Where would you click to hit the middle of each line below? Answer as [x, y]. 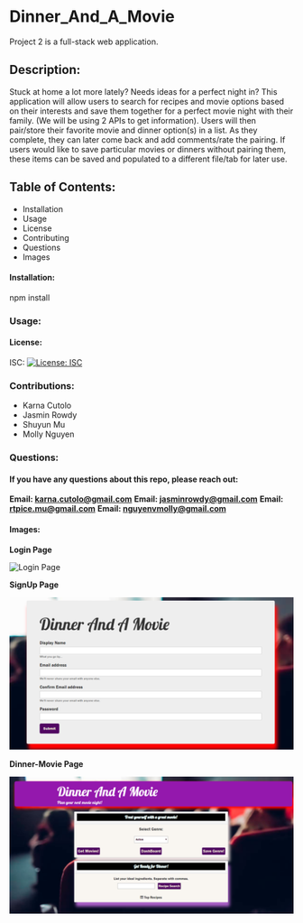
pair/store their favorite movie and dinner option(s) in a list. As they [133, 130]
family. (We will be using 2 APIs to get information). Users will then [133, 120]
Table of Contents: [63, 187]
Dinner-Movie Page [46, 764]
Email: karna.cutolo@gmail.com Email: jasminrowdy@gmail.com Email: [147, 499]
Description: [45, 70]
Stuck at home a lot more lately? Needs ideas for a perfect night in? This [143, 91]
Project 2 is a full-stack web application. [84, 42]
